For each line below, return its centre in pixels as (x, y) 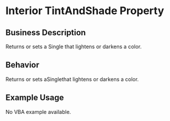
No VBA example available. (38, 112)
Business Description (46, 33)
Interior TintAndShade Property (85, 11)
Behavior (22, 65)
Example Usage (35, 98)
